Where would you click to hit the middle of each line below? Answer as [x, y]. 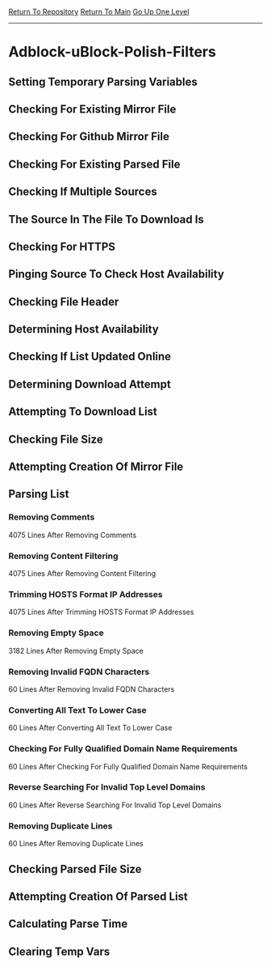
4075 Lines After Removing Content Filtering [82, 574]
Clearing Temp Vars [59, 951]
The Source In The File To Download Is [106, 219]
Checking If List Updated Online [90, 356]
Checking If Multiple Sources [83, 192]
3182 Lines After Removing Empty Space [76, 650]
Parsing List [39, 494]
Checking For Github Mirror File [89, 137]
